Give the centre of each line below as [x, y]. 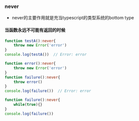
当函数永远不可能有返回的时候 [35, 30]
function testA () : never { [30, 41]
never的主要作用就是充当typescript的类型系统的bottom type [73, 18]
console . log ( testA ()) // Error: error [46, 55]
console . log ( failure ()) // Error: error [48, 91]
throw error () [28, 82]
